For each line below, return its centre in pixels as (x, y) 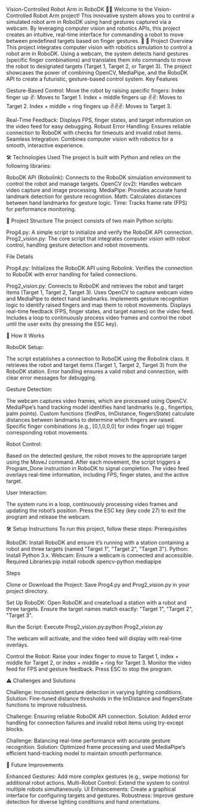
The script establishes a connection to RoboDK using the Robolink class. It (98, 359)
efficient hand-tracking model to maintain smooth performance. (84, 753)
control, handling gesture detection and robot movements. (78, 245)
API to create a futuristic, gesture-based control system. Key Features (92, 79)
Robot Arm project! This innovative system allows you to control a (114, 16)
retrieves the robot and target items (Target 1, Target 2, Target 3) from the (96, 365)
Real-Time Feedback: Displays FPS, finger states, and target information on (99, 120)
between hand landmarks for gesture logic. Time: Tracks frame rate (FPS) (97, 203)
